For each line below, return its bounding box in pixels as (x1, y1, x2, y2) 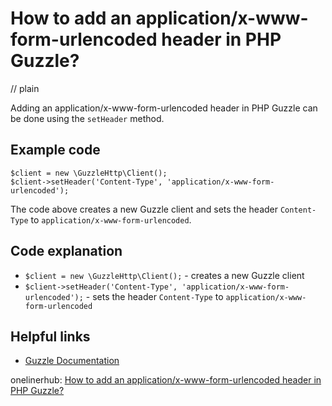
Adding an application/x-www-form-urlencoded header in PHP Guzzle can (10, 102, 318, 114)
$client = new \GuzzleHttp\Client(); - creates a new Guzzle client (24, 269, 305, 281)
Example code (10, 142, 101, 159)
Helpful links (10, 328, 91, 345)
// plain (10, 82, 40, 94)
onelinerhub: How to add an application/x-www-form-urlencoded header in (10, 374, 322, 386)
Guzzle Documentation (24, 355, 120, 367)
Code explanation (10, 243, 123, 260)
